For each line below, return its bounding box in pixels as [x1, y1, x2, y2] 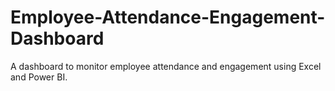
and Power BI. [10, 71, 68, 83]
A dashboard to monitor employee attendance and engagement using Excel [10, 60, 322, 72]
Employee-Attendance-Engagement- [10, 6, 326, 29]
